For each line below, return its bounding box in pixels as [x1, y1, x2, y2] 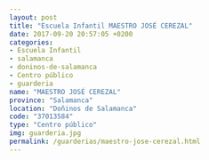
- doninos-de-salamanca [9, 63, 98, 72]
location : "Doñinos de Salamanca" [9, 104, 138, 113]
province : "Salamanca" [9, 95, 93, 105]
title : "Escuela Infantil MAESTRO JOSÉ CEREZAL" [9, 21, 193, 30]
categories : [9, 37, 53, 47]
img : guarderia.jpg [9, 129, 82, 138]
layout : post [9, 12, 58, 22]
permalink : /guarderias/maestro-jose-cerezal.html [9, 137, 201, 146]
